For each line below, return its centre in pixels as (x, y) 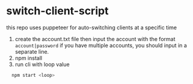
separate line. (32, 51)
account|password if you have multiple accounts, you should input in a (101, 45)
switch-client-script (57, 11)
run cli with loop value (42, 64)
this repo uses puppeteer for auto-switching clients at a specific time (92, 27)
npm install (29, 58)
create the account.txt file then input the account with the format (95, 39)
